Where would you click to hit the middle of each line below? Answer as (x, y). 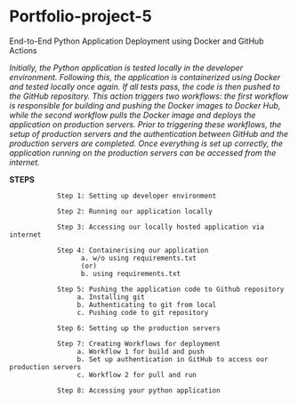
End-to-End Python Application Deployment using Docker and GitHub (137, 41)
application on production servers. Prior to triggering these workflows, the (145, 124)
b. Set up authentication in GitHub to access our (173, 359)
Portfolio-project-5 (81, 16)
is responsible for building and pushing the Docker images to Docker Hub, (145, 105)
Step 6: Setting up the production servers (138, 328)
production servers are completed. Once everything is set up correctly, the (146, 143)
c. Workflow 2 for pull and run (137, 375)
